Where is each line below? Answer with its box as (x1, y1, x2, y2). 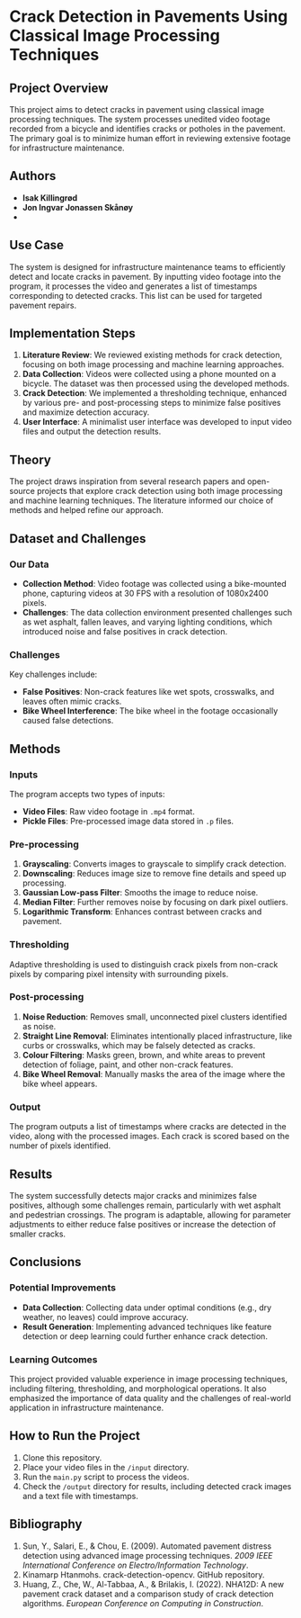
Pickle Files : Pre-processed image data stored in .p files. (22, 815, 235, 826)
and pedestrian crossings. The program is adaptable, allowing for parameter (9, 1209, 292, 1220)
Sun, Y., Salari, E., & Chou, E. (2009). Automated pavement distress (22, 1541, 272, 1551)
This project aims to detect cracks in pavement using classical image (9, 104, 265, 114)
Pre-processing (9, 838, 79, 850)
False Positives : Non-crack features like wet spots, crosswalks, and (22, 687, 275, 697)
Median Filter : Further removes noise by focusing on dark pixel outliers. (22, 897, 288, 908)
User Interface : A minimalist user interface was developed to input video (22, 417, 292, 427)
